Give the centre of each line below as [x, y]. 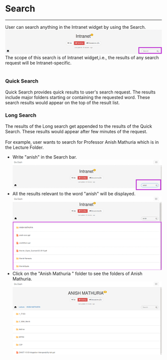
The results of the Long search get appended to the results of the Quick [79, 126]
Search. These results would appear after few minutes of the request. [76, 131]
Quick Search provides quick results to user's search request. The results [80, 92]
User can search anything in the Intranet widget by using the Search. [76, 27]
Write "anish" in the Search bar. [44, 157]
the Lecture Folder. [24, 147]
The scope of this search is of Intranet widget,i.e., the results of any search [82, 58]
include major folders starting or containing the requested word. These [78, 97]
